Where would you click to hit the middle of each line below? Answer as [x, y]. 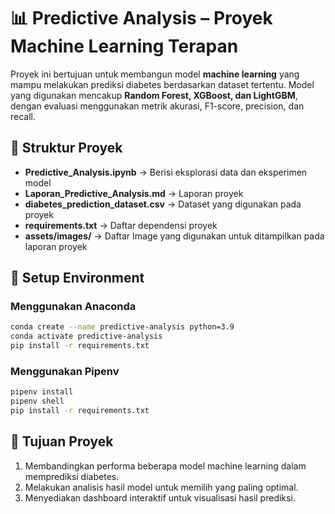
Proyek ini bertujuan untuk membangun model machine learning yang [155, 74]
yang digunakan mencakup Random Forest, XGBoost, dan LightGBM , [154, 95]
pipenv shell [37, 401]
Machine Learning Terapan [124, 46]
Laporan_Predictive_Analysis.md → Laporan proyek [134, 193]
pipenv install [42, 392]
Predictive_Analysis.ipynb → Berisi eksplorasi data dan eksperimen [166, 172]
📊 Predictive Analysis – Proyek [141, 18]
